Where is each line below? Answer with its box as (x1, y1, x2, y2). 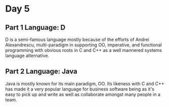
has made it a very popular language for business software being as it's (5, 86, 154, 92)
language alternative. (5, 52, 50, 59)
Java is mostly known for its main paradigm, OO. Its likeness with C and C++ (5, 80, 164, 86)
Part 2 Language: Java (5, 67, 77, 76)
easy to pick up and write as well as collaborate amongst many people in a (5, 91, 161, 97)
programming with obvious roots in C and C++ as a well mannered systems (5, 47, 162, 53)
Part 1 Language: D (5, 23, 66, 32)
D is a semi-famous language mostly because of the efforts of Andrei (5, 36, 149, 42)
